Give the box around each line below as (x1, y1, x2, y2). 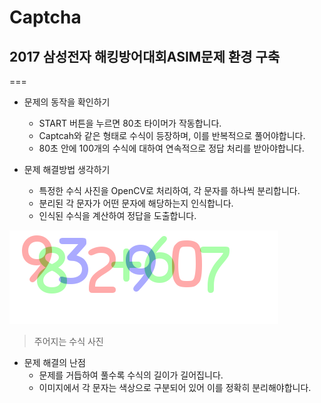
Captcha (9, 6, 82, 29)
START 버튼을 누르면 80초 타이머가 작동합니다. (38, 117, 222, 129)
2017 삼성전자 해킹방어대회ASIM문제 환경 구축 (9, 48, 281, 65)
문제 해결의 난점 (23, 357, 86, 368)
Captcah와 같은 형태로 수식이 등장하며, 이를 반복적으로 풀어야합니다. (38, 130, 306, 141)
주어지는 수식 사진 (33, 336, 104, 347)
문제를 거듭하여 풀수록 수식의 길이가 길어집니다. (38, 369, 224, 381)
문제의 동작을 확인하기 (23, 96, 111, 108)
